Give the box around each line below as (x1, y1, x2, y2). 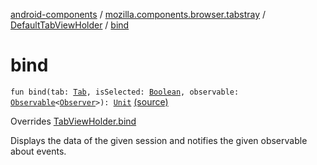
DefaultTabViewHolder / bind (10, 19, 130, 31)
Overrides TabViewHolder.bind (10, 115, 137, 127)
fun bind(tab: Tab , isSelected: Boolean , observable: (10, 87, 240, 97)
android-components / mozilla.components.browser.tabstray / (10, 9, 267, 20)
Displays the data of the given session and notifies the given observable (10, 134, 308, 146)
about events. (10, 145, 67, 157)
